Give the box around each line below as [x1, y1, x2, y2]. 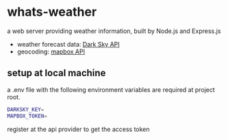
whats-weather [7, 4, 97, 20]
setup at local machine [7, 67, 106, 79]
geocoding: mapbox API [16, 47, 86, 56]
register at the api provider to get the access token [7, 125, 150, 133]
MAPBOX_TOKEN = [7, 113, 48, 119]
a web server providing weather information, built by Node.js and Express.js [7, 27, 221, 35]
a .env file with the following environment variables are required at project [7, 85, 216, 93]
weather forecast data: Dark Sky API [16, 40, 120, 48]
